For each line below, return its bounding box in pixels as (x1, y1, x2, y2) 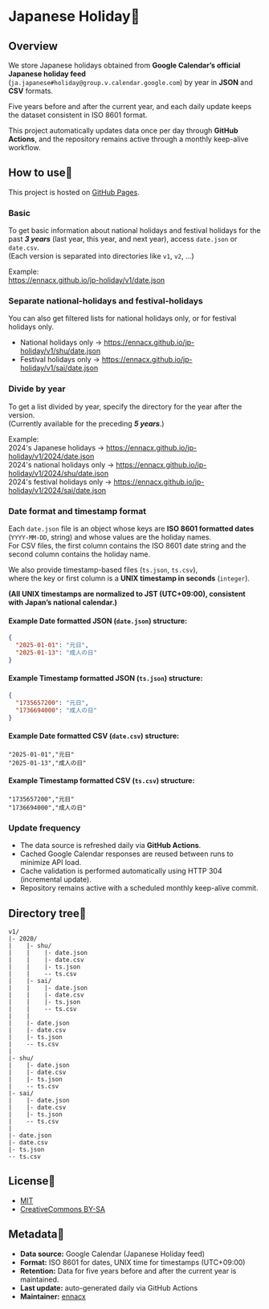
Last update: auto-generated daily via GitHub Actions (19, 1282, 198, 1292)
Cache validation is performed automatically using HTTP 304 (19, 867, 222, 876)
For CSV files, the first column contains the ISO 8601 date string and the (8, 541, 247, 550)
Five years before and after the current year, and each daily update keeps (8, 102, 252, 111)
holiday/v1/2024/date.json (8, 451, 95, 461)
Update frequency (8, 822, 81, 834)
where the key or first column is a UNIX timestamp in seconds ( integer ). (8, 573, 251, 583)
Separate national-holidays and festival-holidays (8, 296, 203, 307)
